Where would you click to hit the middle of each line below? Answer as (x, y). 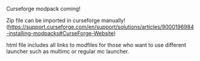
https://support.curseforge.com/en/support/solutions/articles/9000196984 (101, 27)
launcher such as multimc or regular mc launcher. (68, 51)
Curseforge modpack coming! (43, 9)
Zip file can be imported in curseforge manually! (66, 20)
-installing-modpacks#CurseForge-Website (60, 33)
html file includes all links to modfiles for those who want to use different (96, 45)
